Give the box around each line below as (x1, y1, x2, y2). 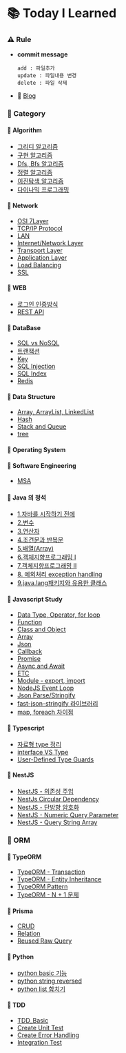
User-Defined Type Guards (17, 755, 94, 764)
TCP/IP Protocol (17, 224, 63, 232)
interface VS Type (17, 748, 69, 756)
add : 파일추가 (17, 65, 55, 72)
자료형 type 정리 (17, 740, 62, 748)
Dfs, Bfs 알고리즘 (17, 159, 64, 167)
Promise (17, 654, 41, 662)
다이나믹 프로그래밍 (17, 185, 70, 194)
